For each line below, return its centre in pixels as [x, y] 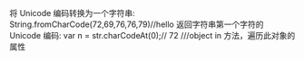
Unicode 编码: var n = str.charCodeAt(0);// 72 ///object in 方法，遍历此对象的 [152, 35]
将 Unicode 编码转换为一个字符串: [73, 13]
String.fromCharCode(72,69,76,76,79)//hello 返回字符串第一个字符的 [137, 24]
